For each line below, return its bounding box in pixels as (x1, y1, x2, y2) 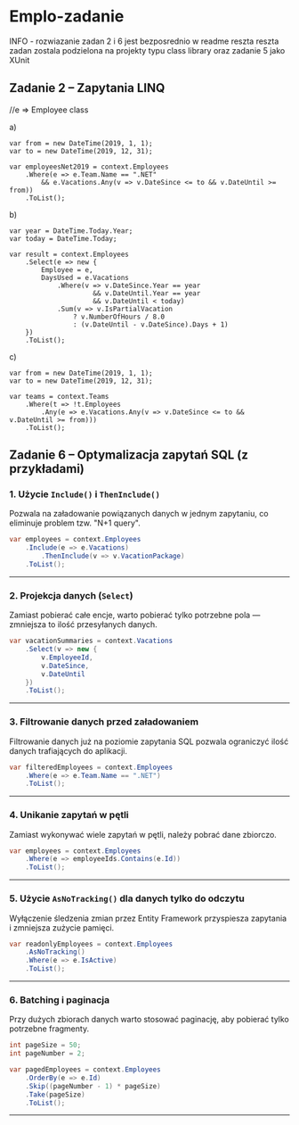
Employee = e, (41, 265, 93, 274)
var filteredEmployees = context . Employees (9, 763, 174, 772)
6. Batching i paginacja (9, 993, 110, 1005)
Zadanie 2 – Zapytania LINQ (9, 80, 166, 95)
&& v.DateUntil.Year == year (93, 288, 201, 298)
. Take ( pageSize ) (25, 1090, 86, 1099)
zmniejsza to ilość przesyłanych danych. (9, 619, 158, 630)
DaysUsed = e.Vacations (41, 273, 129, 282)
